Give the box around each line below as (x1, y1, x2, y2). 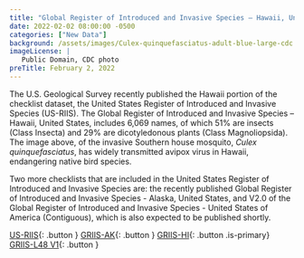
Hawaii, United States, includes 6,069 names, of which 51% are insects (9, 117, 274, 128)
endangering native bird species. (9, 156, 132, 167)
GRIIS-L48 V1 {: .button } (9, 239, 100, 250)
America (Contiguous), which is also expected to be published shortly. (9, 212, 271, 223)
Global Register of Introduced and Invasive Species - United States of (9, 202, 269, 213)
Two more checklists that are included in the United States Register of (9, 173, 270, 184)
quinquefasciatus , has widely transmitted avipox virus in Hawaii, (9, 146, 249, 157)
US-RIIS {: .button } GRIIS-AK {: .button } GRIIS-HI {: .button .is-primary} (9, 229, 271, 240)
